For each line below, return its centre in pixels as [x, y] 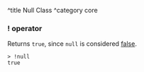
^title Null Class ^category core [52, 10]
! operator [25, 28]
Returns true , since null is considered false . [72, 44]
